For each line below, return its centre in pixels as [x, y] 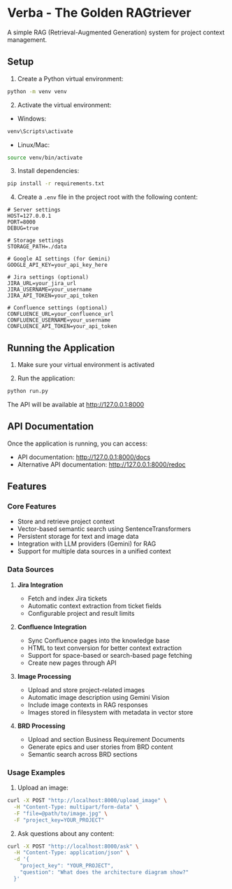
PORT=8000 [22, 222]
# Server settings [34, 210]
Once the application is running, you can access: [78, 443]
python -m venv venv [37, 91]
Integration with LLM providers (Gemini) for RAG [87, 544]
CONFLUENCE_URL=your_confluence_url [60, 314]
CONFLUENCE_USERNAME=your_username [59, 320]
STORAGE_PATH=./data [37, 247]
